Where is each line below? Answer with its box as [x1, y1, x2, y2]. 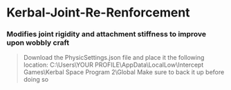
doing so [23, 76, 49, 84]
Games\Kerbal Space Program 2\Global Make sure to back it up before [23, 68, 225, 76]
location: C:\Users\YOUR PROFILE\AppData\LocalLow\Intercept [23, 60, 204, 69]
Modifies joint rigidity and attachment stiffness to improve [6, 30, 207, 39]
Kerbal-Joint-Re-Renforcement [6, 5, 191, 21]
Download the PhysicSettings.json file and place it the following [23, 54, 205, 62]
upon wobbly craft [6, 38, 70, 47]
